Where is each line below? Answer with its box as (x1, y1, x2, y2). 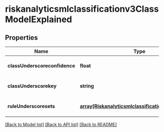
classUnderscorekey (7, 82, 57, 89)
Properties (5, 33, 38, 42)
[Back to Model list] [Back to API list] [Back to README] (5, 122, 117, 127)
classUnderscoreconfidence (7, 62, 76, 69)
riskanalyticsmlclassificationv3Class (5, 3, 159, 15)
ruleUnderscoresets (7, 103, 55, 109)
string (80, 82, 94, 89)
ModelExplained (5, 14, 72, 25)
